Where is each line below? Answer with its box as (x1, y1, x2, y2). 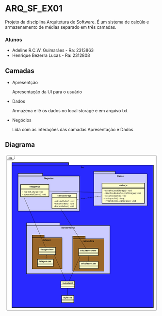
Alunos (5, 36, 23, 43)
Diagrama (5, 140, 35, 149)
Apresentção (12, 80, 38, 86)
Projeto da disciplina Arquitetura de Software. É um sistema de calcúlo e (5, 19, 149, 25)
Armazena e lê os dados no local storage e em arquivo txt (12, 108, 128, 114)
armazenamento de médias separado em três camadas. (5, 24, 116, 30)
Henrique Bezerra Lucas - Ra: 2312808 (12, 53, 90, 58)
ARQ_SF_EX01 (5, 3, 63, 14)
